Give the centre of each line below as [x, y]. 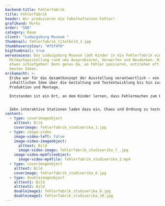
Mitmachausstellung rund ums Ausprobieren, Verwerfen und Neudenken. [82, 60]
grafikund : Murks [23, 23]
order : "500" [18, 28]
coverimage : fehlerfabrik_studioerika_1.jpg [60, 128]
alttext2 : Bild [29, 187]
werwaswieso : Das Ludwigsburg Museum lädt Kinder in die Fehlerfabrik [79, 55]
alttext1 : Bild [29, 182]
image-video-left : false [39, 136]
